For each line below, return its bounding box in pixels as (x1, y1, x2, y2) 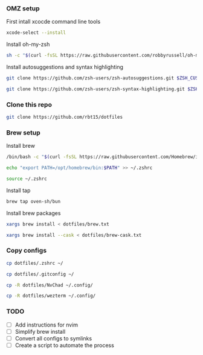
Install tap (6, 187, 31, 194)
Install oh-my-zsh (6, 41, 50, 48)
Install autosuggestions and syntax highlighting (6, 64, 124, 71)
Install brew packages (6, 209, 61, 216)
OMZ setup (6, 4, 40, 13)
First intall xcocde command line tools (6, 18, 101, 25)
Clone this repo (6, 100, 53, 108)
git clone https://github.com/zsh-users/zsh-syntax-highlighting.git (6, 86, 185, 92)
